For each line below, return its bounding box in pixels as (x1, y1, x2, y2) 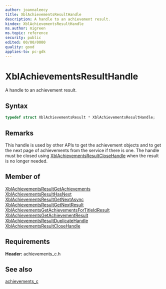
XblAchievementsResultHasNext (5, 191, 72, 197)
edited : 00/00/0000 (5, 40, 46, 45)
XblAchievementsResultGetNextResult (5, 201, 84, 207)
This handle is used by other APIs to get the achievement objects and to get (5, 142, 161, 148)
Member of (5, 172, 40, 181)
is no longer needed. (5, 158, 48, 164)
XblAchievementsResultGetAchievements (5, 185, 91, 191)
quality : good (5, 44, 35, 49)
